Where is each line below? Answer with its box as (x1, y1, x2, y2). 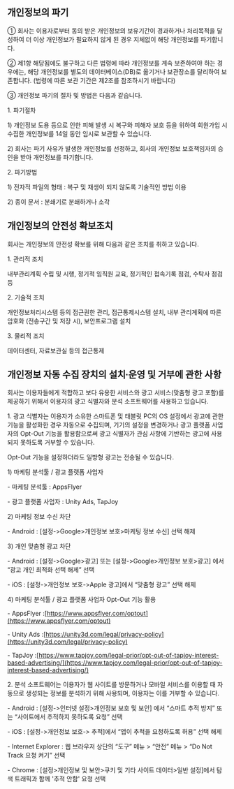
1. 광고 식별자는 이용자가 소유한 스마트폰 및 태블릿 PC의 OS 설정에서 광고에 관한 (7, 412, 224, 420)
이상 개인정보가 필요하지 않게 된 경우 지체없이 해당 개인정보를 (33, 35, 199, 43)
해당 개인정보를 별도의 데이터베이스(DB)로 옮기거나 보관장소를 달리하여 (27, 67, 220, 75)
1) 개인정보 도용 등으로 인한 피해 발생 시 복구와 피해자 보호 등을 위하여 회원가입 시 (7, 121, 228, 129)
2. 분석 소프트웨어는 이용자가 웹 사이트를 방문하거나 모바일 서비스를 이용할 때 (7, 680, 216, 689)
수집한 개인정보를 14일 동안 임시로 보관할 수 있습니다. (7, 129, 152, 138)
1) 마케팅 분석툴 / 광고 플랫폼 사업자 (7, 468, 103, 476)
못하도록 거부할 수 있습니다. (20, 438, 96, 447)
